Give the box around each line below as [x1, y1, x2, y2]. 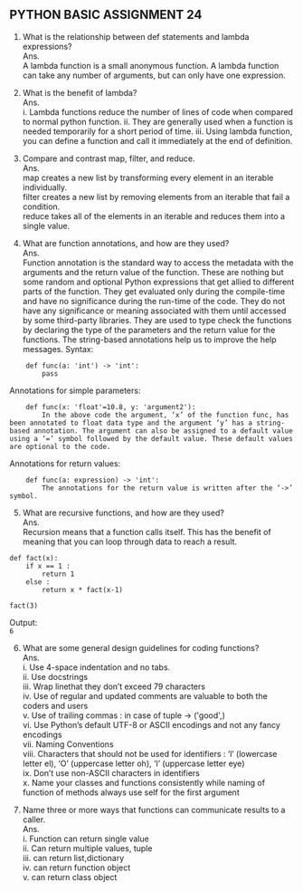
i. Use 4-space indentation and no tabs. [22, 661, 171, 673]
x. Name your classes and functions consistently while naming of [22, 777, 265, 788]
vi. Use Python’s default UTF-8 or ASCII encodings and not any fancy [22, 719, 280, 730]
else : [25, 577, 51, 587]
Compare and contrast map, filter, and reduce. [22, 153, 196, 164]
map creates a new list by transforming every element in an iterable [22, 172, 274, 183]
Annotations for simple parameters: [9, 385, 141, 396]
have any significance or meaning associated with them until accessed [22, 305, 287, 316]
